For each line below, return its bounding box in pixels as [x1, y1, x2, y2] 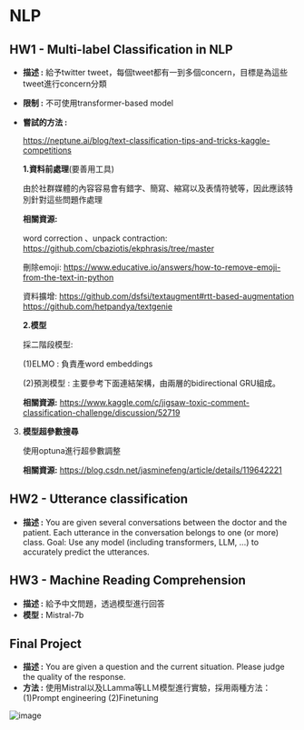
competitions [22, 145, 73, 155]
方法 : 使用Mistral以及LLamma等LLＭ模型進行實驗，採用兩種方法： [22, 683, 271, 694]
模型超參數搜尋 [22, 426, 79, 436]
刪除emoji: [22, 262, 62, 273]
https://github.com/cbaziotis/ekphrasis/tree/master [22, 243, 215, 254]
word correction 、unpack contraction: [22, 233, 168, 244]
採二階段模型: [22, 339, 74, 350]
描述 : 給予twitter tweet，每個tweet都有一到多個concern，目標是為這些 [22, 67, 289, 77]
